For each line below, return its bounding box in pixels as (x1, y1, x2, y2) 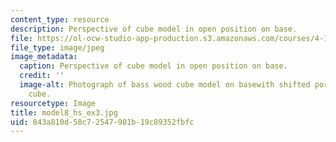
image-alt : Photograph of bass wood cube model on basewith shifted (19, 80, 311, 90)
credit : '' (19, 71, 65, 81)
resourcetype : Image (10, 98, 97, 108)
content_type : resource (10, 14, 110, 25)
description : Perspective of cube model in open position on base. (10, 24, 298, 34)
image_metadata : (10, 52, 78, 62)
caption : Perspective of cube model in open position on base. (19, 61, 288, 71)
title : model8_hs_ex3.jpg (10, 107, 118, 118)
